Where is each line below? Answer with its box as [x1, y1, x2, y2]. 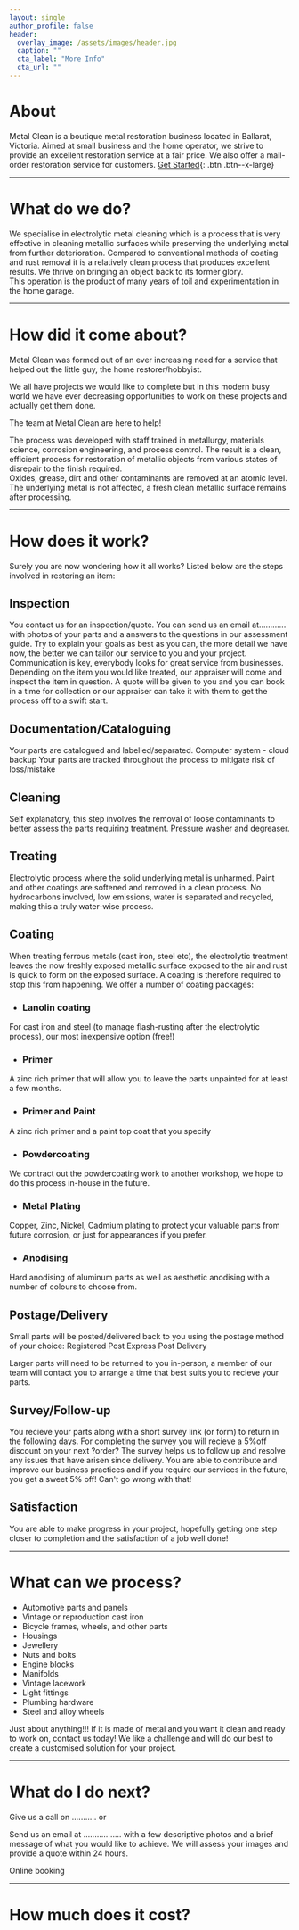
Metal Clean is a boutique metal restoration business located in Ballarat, [9, 130, 272, 141]
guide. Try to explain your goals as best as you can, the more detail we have [9, 639, 288, 650]
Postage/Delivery [9, 1307, 109, 1322]
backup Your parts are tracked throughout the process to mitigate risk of [9, 755, 276, 766]
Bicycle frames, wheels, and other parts [21, 1620, 169, 1631]
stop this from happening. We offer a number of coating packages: [9, 979, 254, 990]
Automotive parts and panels [21, 1602, 129, 1612]
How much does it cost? [9, 1904, 191, 1925]
